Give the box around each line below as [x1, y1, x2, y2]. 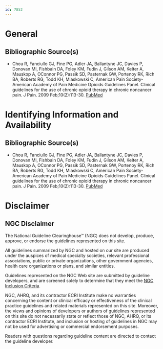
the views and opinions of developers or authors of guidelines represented [5, 308, 155, 314]
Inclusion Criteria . [5, 282, 41, 289]
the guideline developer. [5, 338, 54, 344]
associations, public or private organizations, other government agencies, [5, 257, 153, 263]
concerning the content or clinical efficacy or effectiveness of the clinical [5, 297, 152, 303]
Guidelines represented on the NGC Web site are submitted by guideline [5, 272, 150, 278]
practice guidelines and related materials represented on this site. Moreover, [5, 302, 159, 308]
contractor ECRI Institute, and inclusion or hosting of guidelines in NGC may [5, 318, 157, 324]
